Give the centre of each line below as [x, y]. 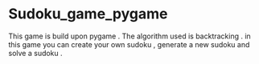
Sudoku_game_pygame [88, 14]
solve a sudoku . [35, 53]
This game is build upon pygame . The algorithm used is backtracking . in [129, 36]
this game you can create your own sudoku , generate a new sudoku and [129, 44]
